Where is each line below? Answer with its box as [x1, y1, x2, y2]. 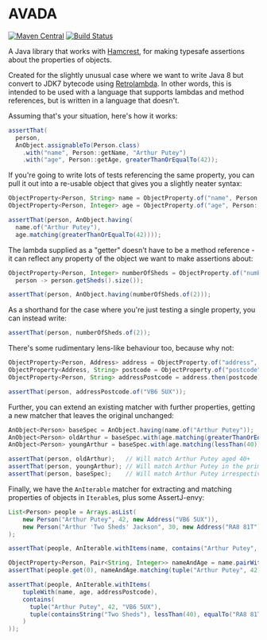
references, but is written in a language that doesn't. [8, 95, 180, 105]
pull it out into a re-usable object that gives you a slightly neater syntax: [8, 179, 242, 188]
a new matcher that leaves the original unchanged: [8, 410, 175, 420]
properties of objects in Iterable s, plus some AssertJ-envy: [8, 492, 205, 502]
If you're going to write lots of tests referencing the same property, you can [8, 170, 255, 180]
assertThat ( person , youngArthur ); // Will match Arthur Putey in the [8, 463, 244, 471]
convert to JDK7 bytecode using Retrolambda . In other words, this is [8, 79, 232, 88]
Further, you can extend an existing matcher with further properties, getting [8, 402, 256, 412]
